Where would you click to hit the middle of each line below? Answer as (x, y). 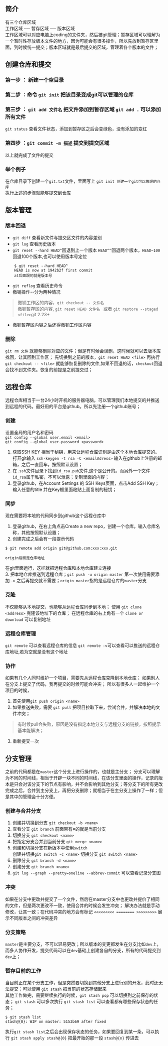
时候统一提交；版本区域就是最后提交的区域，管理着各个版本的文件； (88, 47)
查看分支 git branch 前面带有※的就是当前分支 (59, 829)
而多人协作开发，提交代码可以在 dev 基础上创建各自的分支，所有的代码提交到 (83, 950)
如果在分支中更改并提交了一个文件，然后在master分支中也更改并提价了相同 (82, 899)
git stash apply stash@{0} (39, 1038)
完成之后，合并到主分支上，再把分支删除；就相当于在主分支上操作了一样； (82, 791)
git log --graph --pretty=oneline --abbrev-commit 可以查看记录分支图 (86, 873)
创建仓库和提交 (28, 64)
